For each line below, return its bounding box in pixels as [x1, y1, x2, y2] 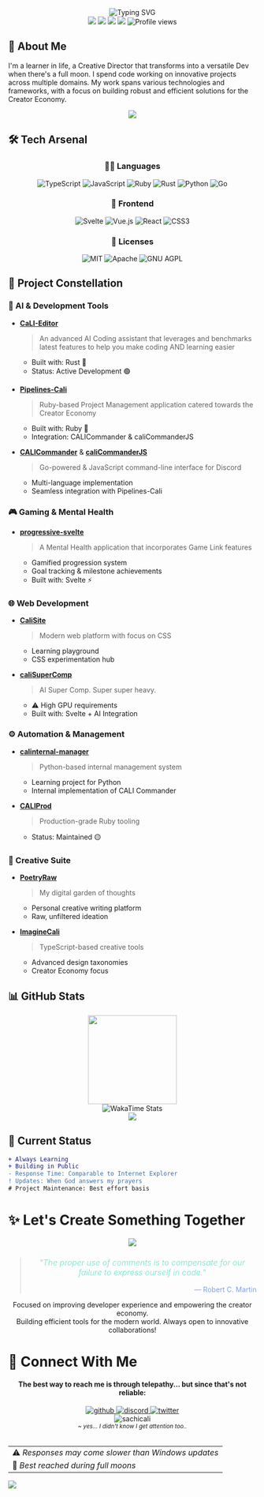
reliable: [118, 1387, 147, 1397]
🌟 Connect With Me [8, 1353, 138, 1371]
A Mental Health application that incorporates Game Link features [39, 542, 252, 552]
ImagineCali [19, 927, 61, 936]
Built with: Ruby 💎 [31, 423, 89, 433]
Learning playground [31, 647, 99, 656]
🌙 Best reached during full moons [12, 1460, 136, 1471]
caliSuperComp [19, 670, 73, 680]
